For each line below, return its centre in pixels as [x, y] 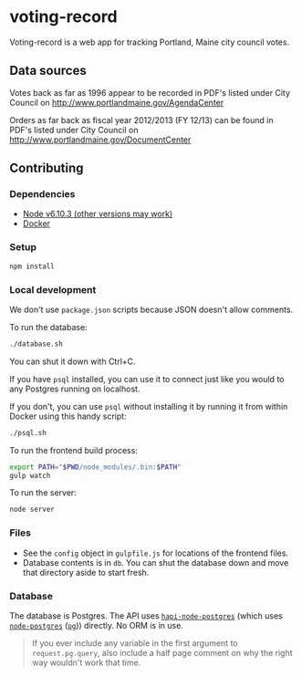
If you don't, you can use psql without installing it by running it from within [149, 406]
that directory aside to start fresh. [86, 572]
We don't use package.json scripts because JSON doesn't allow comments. [151, 309]
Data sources [48, 71]
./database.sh [36, 344]
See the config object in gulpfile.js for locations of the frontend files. [156, 553]
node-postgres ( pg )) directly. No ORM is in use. [97, 625]
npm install [32, 266]
